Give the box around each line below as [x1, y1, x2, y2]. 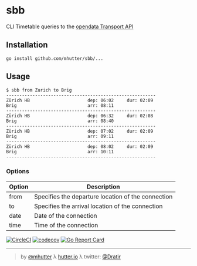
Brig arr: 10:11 [6, 149, 114, 154]
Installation [6, 40, 48, 50]
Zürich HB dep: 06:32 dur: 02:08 [6, 113, 154, 119]
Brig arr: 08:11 [6, 102, 114, 109]
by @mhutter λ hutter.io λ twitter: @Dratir [20, 253, 121, 260]
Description [86, 183, 120, 191]
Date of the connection [34, 211, 98, 220]
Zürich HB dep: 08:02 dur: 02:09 [6, 143, 154, 150]
